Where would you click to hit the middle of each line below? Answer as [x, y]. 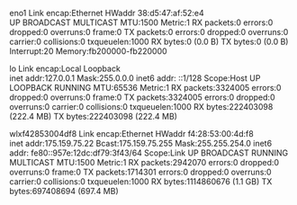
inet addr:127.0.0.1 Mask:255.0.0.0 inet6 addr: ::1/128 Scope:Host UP [135, 78]
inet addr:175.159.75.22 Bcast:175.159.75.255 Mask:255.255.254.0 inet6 [141, 143]
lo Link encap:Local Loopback [65, 68]
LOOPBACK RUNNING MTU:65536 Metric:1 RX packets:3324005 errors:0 [145, 88]
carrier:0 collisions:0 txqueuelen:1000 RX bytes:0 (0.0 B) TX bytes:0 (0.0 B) [149, 41]
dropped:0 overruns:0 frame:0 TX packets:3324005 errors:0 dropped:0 [142, 97]
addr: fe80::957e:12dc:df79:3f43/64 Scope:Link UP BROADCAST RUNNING [149, 153]
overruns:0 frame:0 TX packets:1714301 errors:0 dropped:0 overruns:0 [140, 172]
